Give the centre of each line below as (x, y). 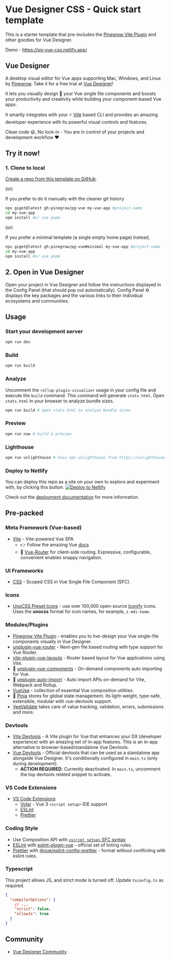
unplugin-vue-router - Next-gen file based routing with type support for (88, 647)
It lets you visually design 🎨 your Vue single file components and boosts (81, 94)
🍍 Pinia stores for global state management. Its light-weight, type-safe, (87, 696)
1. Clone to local (25, 168)
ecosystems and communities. (37, 301)
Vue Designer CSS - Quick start (73, 9)
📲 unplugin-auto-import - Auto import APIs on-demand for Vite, (79, 679)
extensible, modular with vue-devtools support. (62, 701)
